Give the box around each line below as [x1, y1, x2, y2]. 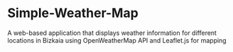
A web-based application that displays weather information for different [7, 28, 217, 37]
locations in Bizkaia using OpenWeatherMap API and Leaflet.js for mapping [7, 36, 227, 44]
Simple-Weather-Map [7, 5, 139, 21]
